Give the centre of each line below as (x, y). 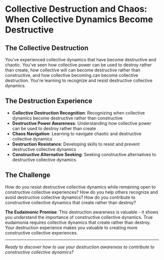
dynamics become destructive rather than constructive (67, 118)
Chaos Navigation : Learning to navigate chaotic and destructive (77, 134)
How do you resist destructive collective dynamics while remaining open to (81, 187)
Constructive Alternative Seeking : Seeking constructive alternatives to (84, 154)
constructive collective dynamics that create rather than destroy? (71, 202)
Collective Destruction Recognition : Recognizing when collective (78, 113)
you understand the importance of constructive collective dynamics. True (79, 217)
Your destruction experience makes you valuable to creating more (71, 227)
